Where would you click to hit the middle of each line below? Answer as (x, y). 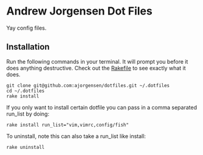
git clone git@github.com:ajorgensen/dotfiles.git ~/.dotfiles (88, 85)
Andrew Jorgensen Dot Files (80, 11)
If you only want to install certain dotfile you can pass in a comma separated (102, 107)
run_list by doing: (28, 114)
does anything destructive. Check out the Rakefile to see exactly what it (96, 68)
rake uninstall (26, 147)
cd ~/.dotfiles (26, 91)
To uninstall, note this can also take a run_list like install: (76, 136)
